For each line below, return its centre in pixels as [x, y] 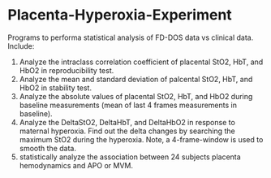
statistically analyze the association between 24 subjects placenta [130, 157]
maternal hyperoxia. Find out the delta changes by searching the [127, 131]
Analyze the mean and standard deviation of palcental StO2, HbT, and [136, 79]
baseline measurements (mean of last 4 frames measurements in [128, 105]
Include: [21, 46]
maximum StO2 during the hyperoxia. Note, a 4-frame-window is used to [141, 139]
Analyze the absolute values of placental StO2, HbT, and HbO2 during [136, 96]
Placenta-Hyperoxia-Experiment [120, 15]
